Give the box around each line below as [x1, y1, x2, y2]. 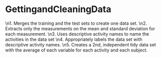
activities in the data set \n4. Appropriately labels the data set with [5, 36, 142, 42]
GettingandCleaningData [5, 4, 112, 15]
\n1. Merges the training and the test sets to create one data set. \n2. [5, 20, 147, 26]
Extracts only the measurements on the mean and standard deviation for [5, 25, 155, 31]
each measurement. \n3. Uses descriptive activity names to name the [5, 31, 149, 37]
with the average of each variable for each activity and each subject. [5, 47, 148, 53]
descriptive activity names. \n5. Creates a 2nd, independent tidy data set [5, 41, 156, 47]
